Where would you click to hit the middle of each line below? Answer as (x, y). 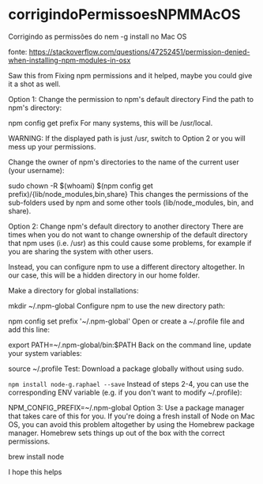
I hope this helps (35, 471)
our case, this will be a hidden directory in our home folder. (104, 275)
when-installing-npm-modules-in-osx (70, 60)
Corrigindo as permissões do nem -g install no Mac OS (98, 36)
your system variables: (45, 353)
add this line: (29, 329)
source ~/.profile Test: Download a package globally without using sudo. (126, 369)
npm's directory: (35, 108)
